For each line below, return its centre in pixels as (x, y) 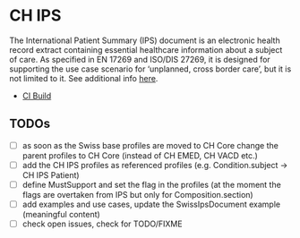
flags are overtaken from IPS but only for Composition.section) (137, 194)
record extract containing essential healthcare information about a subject (146, 49)
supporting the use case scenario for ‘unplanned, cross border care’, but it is (150, 69)
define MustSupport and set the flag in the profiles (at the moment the (152, 184)
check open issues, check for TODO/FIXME (102, 224)
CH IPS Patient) (51, 174)
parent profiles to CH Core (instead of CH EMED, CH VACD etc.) (140, 155)
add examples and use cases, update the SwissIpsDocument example (151, 204)
